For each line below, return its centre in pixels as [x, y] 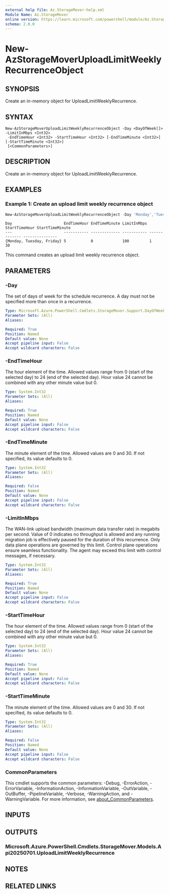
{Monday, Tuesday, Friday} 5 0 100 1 [78, 241]
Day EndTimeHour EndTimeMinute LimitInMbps [76, 224]
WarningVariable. [23, 799]
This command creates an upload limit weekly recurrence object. [72, 255]
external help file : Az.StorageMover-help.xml [55, 10]
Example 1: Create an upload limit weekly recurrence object [79, 204]
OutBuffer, [16, 794]
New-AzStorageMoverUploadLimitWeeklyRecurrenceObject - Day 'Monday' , [80, 214]
